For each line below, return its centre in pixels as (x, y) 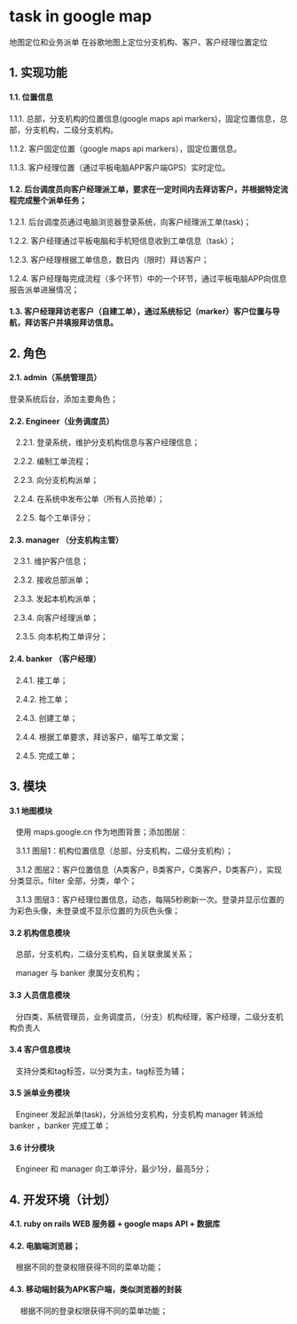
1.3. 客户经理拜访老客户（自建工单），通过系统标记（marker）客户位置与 (141, 312)
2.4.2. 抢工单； (43, 699)
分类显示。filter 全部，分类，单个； (73, 881)
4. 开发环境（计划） (63, 1199)
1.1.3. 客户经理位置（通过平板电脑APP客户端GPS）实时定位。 (120, 167)
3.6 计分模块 (32, 1147)
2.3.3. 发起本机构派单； (56, 599)
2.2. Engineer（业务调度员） (62, 421)
